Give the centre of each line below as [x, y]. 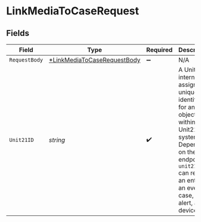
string [57, 140]
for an [187, 107]
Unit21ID [22, 140]
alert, [186, 203]
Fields [18, 33]
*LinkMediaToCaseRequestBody [95, 60]
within [187, 122]
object [187, 115]
